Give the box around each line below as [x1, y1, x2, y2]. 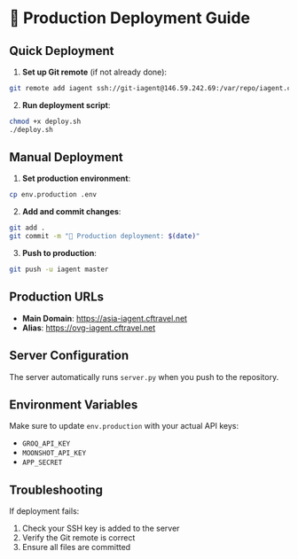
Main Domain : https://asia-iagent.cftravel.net [21, 313, 188, 323]
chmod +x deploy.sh [9, 117, 82, 126]
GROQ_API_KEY [21, 439, 71, 448]
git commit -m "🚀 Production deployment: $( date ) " [9, 232, 200, 241]
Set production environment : [21, 173, 131, 184]
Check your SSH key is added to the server [21, 523, 180, 534]
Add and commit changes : [21, 206, 122, 217]
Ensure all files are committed [21, 542, 131, 553]
